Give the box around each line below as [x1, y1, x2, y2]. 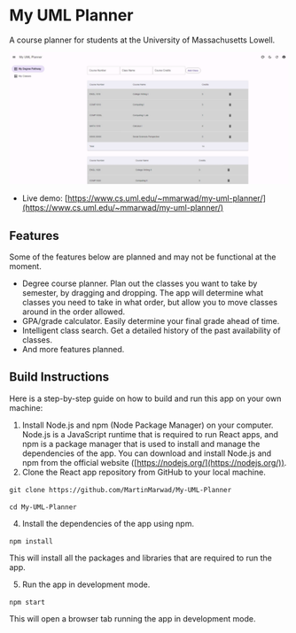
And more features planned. [21, 344, 125, 354]
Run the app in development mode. [21, 579, 151, 590]
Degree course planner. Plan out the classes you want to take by [21, 278, 258, 289]
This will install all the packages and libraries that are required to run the [9, 552, 272, 563]
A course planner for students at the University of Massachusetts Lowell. [9, 35, 276, 45]
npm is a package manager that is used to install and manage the [21, 438, 261, 449]
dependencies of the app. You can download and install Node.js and [21, 448, 272, 459]
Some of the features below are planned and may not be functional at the [9, 251, 277, 262]
